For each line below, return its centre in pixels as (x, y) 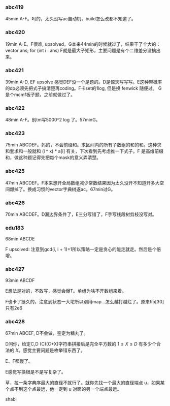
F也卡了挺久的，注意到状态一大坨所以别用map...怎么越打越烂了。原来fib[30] (84, 301)
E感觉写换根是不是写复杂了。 (36, 371)
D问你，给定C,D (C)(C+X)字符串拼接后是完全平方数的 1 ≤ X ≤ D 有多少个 (81, 343)
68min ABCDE (20, 239)
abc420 (15, 33)
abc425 (15, 171)
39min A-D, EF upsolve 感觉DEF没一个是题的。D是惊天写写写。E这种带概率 (84, 82)
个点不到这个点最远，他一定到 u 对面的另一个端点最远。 (63, 389)
